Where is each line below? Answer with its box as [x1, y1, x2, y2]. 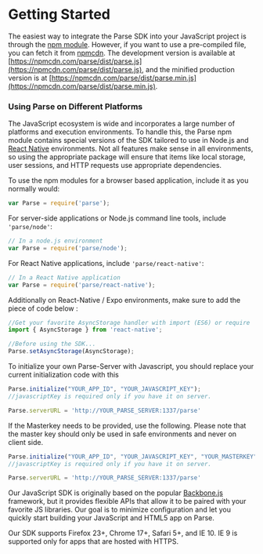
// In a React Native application [8, 273, 121, 282]
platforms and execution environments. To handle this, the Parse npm [8, 127, 232, 137]
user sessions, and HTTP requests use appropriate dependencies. [8, 161, 222, 170]
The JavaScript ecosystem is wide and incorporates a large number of [8, 119, 236, 129]
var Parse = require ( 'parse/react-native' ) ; [8, 281, 156, 289]
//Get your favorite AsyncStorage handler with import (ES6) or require [8, 319, 250, 326]
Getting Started [8, 5, 111, 24]
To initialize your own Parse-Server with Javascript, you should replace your [8, 362, 254, 371]
